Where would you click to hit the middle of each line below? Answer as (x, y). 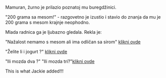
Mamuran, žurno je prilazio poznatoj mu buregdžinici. (61, 7)
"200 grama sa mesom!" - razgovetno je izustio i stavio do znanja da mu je (83, 17)
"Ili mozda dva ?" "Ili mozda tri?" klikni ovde (50, 61)
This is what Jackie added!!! (34, 71)
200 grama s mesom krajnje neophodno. (48, 22)
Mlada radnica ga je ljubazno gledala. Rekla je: (54, 32)
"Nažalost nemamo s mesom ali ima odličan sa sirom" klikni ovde (73, 42)
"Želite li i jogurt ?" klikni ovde (36, 52)
